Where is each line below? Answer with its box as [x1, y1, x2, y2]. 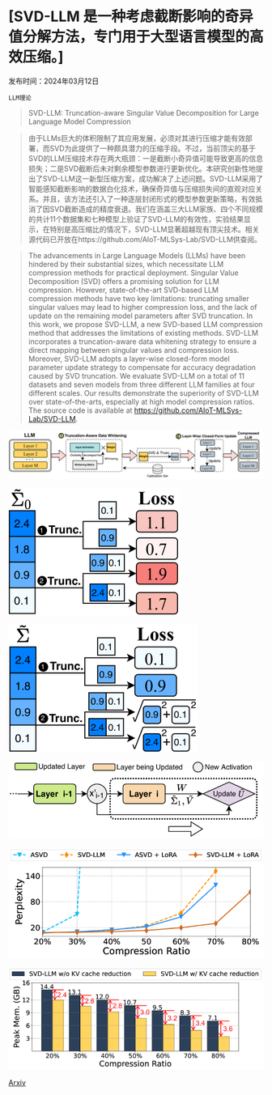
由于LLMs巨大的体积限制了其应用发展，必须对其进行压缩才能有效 [28, 133, 245, 142]
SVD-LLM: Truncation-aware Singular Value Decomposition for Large [28, 108, 259, 117]
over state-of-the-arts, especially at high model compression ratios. [28, 397, 255, 406]
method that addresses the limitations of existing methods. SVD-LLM [28, 328, 259, 337]
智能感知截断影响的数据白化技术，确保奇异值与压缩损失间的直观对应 [28, 184, 256, 193]
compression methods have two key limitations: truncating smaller [28, 293, 249, 303]
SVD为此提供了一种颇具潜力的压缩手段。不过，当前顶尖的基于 [49, 143, 257, 153]
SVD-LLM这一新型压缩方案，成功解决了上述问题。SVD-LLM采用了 [42, 173, 264, 183]
